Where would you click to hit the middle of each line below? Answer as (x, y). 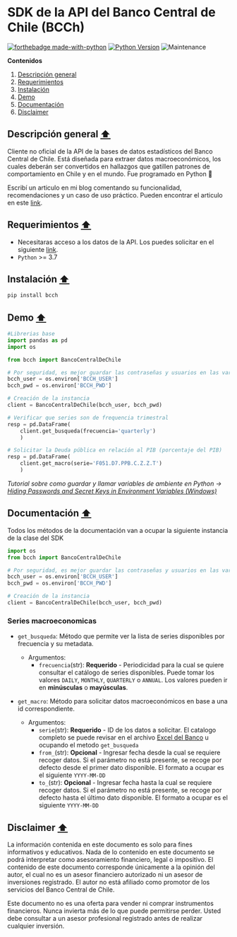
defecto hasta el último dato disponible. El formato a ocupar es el (133, 798)
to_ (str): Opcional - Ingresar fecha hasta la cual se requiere (125, 783)
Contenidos (25, 60)
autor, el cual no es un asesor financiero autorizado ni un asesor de (105, 874)
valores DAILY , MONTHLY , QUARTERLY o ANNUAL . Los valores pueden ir (133, 680)
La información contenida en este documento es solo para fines (100, 844)
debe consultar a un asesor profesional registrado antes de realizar (105, 918)
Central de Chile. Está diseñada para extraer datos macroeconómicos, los (114, 159)
